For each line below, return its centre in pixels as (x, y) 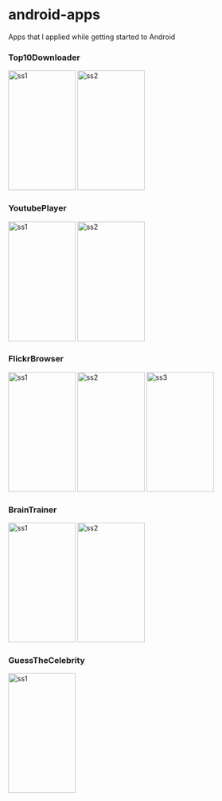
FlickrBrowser (36, 359)
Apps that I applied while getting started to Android (92, 37)
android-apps (55, 15)
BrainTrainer (33, 510)
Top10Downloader (45, 57)
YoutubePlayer (37, 208)
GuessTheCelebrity (47, 661)
